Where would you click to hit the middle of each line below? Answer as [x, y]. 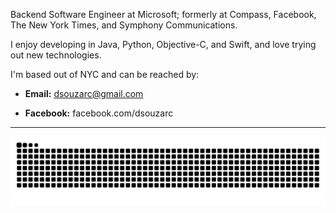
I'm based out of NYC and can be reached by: [105, 74]
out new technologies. [56, 55]
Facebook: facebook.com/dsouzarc [99, 113]
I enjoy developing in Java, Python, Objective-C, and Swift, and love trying [163, 44]
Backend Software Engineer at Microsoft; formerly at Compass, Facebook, [163, 14]
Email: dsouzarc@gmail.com [84, 93]
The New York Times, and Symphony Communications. [124, 25]
